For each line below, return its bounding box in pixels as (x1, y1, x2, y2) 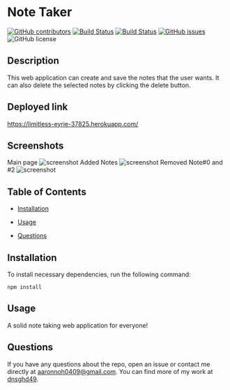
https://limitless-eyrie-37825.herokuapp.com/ (7, 119, 139, 128)
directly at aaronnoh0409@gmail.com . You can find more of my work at (7, 367, 213, 375)
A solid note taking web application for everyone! (7, 321, 148, 329)
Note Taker (7, 4, 72, 20)
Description (7, 55, 59, 67)
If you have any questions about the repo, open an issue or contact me (7, 360, 210, 368)
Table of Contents (7, 186, 87, 197)
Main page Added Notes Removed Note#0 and (7, 158, 223, 167)
